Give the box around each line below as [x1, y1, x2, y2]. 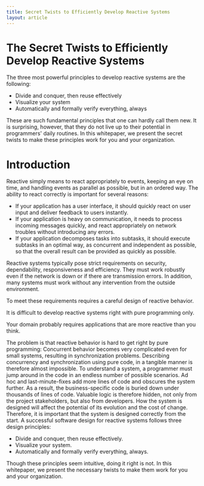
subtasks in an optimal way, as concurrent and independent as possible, [15, 241, 197, 248]
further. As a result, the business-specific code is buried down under [6, 384, 180, 392]
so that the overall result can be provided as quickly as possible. [15, 248, 177, 255]
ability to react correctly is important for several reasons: [6, 191, 149, 198]
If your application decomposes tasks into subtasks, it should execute [15, 235, 191, 242]
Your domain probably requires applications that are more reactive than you [6, 321, 196, 328]
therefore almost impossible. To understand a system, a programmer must [6, 365, 192, 372]
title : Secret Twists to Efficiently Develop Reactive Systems [6, 9, 171, 15]
